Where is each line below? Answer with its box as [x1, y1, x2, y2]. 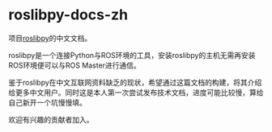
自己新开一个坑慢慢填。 [8, 97, 87, 107]
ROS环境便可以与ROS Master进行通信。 [8, 60, 142, 70]
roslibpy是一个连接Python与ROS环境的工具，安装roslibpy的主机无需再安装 [8, 50, 256, 60]
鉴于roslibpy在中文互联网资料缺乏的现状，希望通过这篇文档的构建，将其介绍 [8, 77, 262, 87]
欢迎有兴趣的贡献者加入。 [8, 114, 94, 124]
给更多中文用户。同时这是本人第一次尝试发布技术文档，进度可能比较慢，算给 [8, 87, 264, 97]
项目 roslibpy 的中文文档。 [8, 33, 92, 43]
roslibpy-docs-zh [8, 6, 128, 24]
